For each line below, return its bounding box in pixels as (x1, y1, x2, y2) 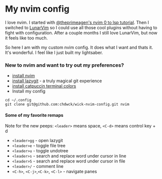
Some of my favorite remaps (5, 112, 64, 118)
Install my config (12, 89, 46, 94)
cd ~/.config (5, 98, 32, 103)
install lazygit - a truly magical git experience (12, 78, 102, 84)
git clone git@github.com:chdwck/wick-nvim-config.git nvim (5, 102, 130, 107)
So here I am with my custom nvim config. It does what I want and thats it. (5, 44, 153, 50)
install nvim (12, 73, 35, 79)
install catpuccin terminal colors (12, 83, 76, 89)
